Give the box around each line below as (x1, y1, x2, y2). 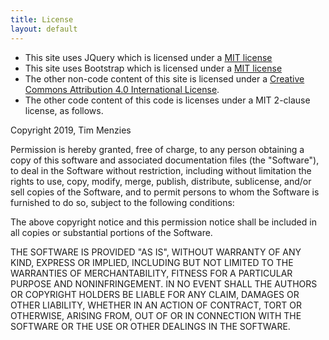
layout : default (10, 24, 78, 34)
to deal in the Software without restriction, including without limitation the (10, 164, 312, 176)
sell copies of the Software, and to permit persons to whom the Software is (10, 186, 320, 198)
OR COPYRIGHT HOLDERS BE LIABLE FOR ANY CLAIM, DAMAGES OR (10, 288, 300, 300)
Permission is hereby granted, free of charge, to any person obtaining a (10, 143, 305, 155)
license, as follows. (24, 104, 104, 116)
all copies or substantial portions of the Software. (10, 226, 213, 238)
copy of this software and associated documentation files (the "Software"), (10, 154, 320, 166)
